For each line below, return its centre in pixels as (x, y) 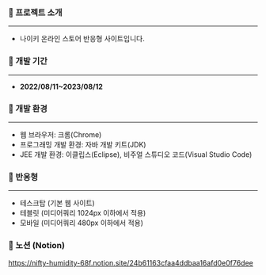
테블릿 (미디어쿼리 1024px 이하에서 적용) (83, 213)
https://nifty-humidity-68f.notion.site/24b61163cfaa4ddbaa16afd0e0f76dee (131, 263)
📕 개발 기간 (28, 61)
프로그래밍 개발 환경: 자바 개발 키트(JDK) (83, 144)
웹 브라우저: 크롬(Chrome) (61, 134)
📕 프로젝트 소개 (35, 12)
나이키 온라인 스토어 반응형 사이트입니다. (82, 39)
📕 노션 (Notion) (37, 246)
